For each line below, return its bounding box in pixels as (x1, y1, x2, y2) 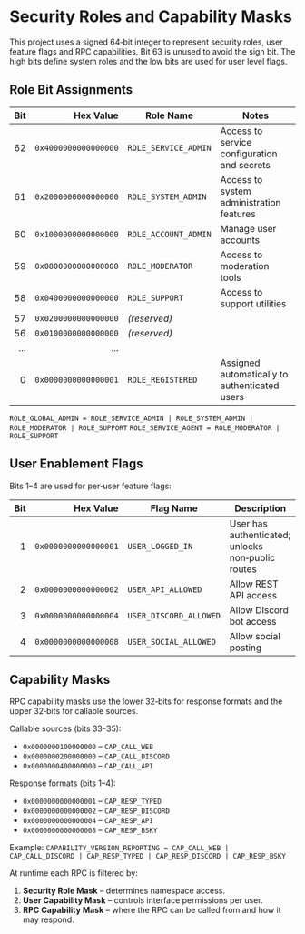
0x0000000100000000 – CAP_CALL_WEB (22, 741, 154, 752)
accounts (220, 234, 261, 246)
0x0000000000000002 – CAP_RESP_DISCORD (22, 805, 171, 816)
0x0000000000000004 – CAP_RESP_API (22, 815, 154, 826)
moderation (220, 259, 270, 272)
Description (234, 502, 287, 515)
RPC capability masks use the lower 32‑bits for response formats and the (9, 696, 283, 707)
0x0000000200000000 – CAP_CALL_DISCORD (22, 750, 171, 761)
